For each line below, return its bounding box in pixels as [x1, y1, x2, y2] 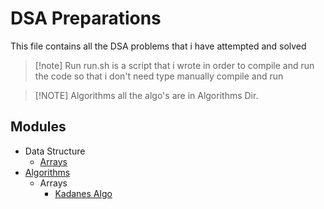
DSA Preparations [10, 7, 162, 30]
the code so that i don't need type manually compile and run [34, 70, 284, 82]
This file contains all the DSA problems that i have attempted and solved [10, 40, 307, 52]
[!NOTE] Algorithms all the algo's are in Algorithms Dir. [34, 89, 259, 101]
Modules [10, 118, 67, 136]
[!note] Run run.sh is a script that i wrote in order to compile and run [34, 59, 315, 71]
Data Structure [24, 145, 86, 157]
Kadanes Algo [54, 187, 113, 199]
